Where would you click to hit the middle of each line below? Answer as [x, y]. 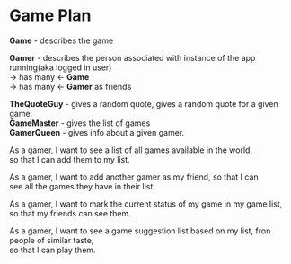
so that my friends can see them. [71, 213]
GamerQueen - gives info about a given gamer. [97, 132]
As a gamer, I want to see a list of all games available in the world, [131, 150]
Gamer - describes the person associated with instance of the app [132, 57]
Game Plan [50, 16]
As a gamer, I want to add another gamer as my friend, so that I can [134, 177]
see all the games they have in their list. [82, 186]
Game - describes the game [62, 40]
